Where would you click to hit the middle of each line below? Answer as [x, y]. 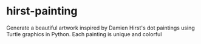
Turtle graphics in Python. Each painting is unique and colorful [84, 34]
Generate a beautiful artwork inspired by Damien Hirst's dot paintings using [101, 28]
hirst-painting [42, 11]
